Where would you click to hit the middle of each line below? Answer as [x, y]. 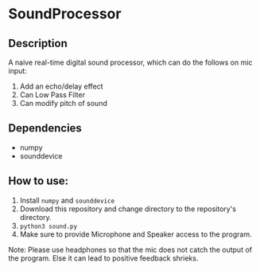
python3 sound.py [49, 226]
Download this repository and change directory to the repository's [128, 209]
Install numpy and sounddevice [67, 200]
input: [18, 71]
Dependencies [45, 128]
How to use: [39, 181]
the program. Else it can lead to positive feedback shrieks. [103, 258]
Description [38, 43]
